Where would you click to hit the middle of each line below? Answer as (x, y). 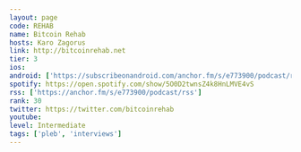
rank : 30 (26, 101)
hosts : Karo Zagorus (48, 42)
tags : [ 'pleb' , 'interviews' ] (66, 134)
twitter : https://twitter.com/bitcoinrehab (92, 109)
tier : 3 (24, 59)
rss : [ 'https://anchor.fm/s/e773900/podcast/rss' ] (106, 92)
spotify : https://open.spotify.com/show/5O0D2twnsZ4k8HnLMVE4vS (132, 84)
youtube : (26, 117)
